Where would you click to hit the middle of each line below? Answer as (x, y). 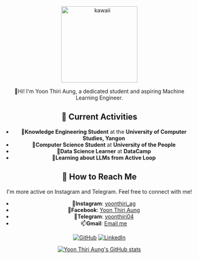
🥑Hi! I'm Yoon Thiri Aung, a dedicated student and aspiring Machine (99, 91)
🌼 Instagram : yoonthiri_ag (104, 203)
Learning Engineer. (99, 98)
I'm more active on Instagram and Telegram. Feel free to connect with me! (99, 191)
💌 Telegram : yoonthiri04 (104, 216)
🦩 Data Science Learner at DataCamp (104, 151)
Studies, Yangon (104, 138)
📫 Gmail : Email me (104, 223)
